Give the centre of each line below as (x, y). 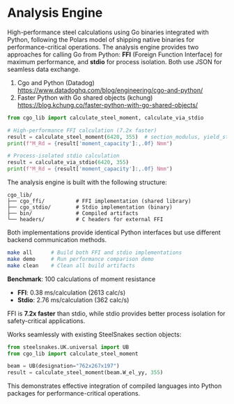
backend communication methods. (57, 240)
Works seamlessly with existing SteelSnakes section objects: (94, 334)
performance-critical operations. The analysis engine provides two (103, 47)
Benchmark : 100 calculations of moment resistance (81, 279)
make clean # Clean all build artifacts (71, 265)
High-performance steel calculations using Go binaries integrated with (108, 32)
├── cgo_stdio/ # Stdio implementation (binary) (90, 207)
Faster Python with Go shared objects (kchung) (85, 97)
